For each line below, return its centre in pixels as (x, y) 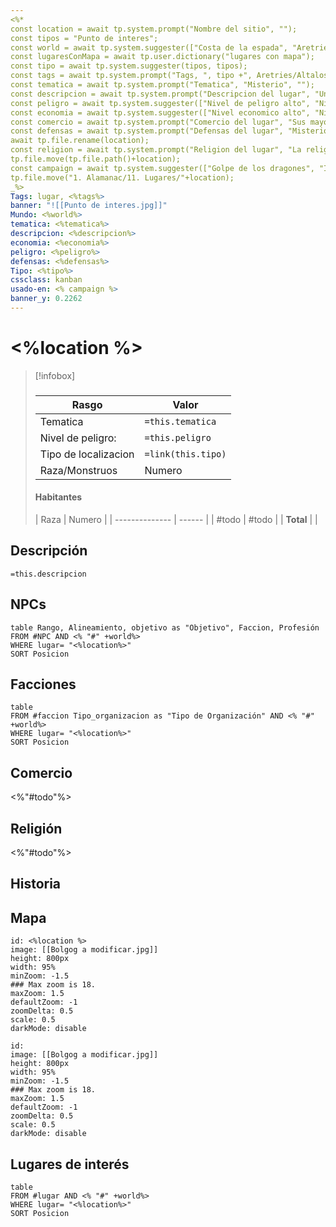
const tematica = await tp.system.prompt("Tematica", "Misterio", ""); (162, 85)
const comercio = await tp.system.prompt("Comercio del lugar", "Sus (158, 122)
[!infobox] (55, 375)
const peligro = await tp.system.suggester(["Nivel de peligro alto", (160, 103)
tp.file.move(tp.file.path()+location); (96, 159)
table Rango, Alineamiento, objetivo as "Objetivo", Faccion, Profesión (165, 627)
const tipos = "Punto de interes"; (84, 38)
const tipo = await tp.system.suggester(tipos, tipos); (129, 66)
